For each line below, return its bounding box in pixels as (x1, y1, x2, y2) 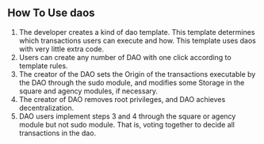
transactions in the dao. (18, 128, 97, 138)
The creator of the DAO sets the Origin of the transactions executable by (18, 69, 256, 78)
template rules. (18, 61, 68, 70)
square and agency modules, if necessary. (18, 86, 159, 96)
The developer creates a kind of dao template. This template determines (18, 27, 255, 36)
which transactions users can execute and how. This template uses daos (18, 36, 257, 45)
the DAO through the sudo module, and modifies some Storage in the (18, 78, 245, 87)
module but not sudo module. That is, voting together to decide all (18, 119, 235, 129)
